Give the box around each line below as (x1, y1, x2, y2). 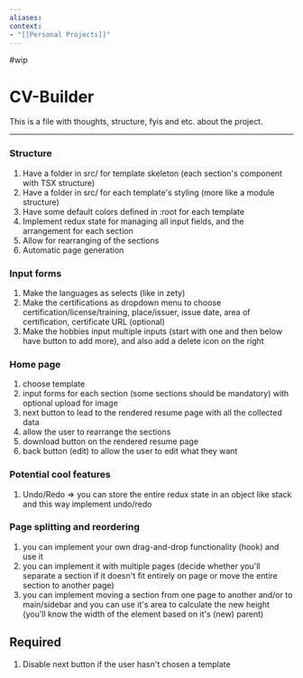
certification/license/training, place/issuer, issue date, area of (22, 306, 251, 317)
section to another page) (22, 580, 115, 590)
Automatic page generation (22, 245, 124, 255)
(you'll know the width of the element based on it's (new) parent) (22, 608, 264, 619)
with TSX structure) (22, 177, 96, 188)
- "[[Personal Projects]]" (9, 30, 111, 39)
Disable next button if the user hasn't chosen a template (22, 658, 232, 669)
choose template (22, 378, 86, 389)
